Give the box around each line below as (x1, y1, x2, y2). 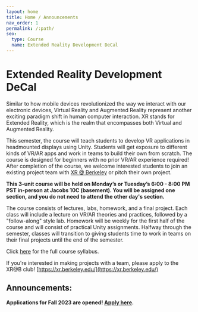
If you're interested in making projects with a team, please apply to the (6, 259, 179, 266)
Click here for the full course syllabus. (6, 248, 99, 255)
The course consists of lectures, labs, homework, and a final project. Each (6, 204, 188, 212)
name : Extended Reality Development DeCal (11, 42, 118, 48)
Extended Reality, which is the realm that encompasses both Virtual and (6, 119, 183, 126)
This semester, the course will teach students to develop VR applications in (6, 137, 190, 144)
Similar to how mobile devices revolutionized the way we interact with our (6, 100, 186, 107)
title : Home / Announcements (6, 14, 78, 20)
